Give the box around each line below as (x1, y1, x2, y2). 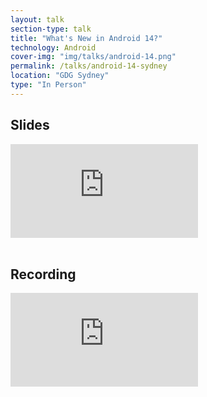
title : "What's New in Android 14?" (10, 33, 163, 43)
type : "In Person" (10, 80, 87, 90)
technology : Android (10, 42, 97, 53)
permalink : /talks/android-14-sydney (10, 61, 168, 71)
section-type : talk (10, 24, 92, 34)
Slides (10, 117, 50, 134)
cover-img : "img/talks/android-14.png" (10, 52, 177, 62)
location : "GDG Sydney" (10, 71, 110, 81)
